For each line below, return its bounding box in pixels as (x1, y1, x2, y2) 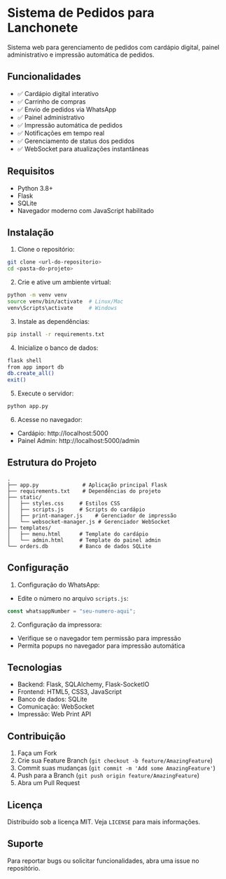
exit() (7, 376, 27, 383)
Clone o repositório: (17, 245, 75, 254)
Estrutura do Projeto (7, 457, 97, 469)
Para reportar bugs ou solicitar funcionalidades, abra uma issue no (7, 857, 199, 865)
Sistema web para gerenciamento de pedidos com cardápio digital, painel (7, 43, 220, 51)
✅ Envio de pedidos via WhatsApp (17, 105, 117, 114)
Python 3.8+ (17, 184, 54, 192)
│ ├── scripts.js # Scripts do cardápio (7, 506, 146, 513)
